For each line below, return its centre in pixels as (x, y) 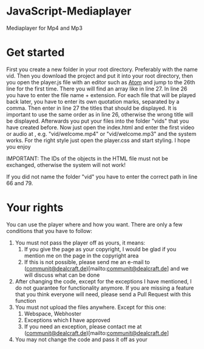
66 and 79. (20, 183)
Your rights (35, 208)
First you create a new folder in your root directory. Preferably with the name (102, 69)
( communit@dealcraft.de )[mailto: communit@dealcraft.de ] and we (107, 268)
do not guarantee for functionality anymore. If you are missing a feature (104, 288)
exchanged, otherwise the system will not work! (66, 164)
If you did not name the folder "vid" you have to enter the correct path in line (102, 177)
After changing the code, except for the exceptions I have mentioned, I (103, 281)
